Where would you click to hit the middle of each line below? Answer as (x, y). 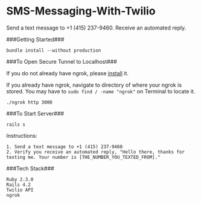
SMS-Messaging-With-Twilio (81, 11)
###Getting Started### (35, 39)
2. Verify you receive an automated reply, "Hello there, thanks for (96, 152)
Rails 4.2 (19, 185)
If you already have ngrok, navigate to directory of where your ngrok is (94, 85)
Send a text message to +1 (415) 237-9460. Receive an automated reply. (96, 28)
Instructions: (22, 135)
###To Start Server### (35, 113)
